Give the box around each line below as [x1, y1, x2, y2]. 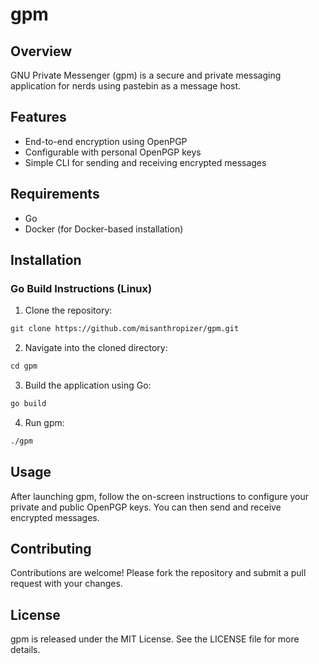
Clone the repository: [24, 304, 113, 317]
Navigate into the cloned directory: [24, 342, 168, 354]
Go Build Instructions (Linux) [10, 281, 153, 295]
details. [10, 644, 41, 656]
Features [10, 109, 67, 126]
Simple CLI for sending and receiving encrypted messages [24, 156, 267, 168]
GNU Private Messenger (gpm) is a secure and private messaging [10, 69, 282, 81]
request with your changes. [10, 578, 123, 590]
